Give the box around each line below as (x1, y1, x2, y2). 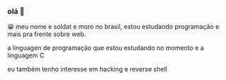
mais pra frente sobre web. (7, 30, 86, 38)
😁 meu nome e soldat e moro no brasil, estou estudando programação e (7, 23, 220, 31)
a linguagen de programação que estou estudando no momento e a (7, 44, 204, 52)
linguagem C (7, 51, 45, 59)
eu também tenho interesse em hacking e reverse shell (7, 65, 168, 74)
